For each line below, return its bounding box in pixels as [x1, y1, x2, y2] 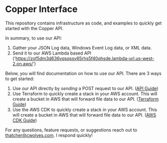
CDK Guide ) [12, 117, 37, 123]
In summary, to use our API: [5, 35, 62, 41]
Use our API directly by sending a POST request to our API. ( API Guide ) [12, 85, 159, 91]
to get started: [5, 75, 34, 81]
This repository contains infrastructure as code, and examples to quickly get [5, 20, 162, 26]
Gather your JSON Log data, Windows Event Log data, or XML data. [12, 44, 152, 50]
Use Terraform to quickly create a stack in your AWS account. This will [12, 90, 158, 96]
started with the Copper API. [5, 25, 64, 31]
